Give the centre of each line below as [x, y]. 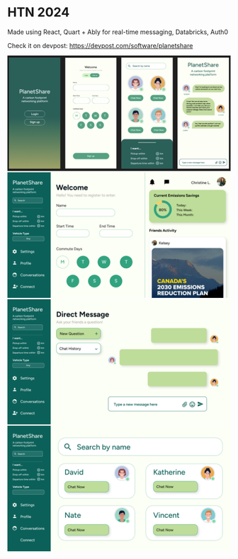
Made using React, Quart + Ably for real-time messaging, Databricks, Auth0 [118, 32]
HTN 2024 [39, 12]
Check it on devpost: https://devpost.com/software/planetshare [100, 45]
